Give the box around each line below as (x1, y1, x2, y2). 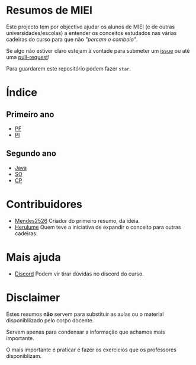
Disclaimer (6, 291, 60, 304)
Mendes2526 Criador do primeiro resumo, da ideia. (14, 217, 140, 224)
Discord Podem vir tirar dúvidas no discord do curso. (14, 270, 144, 277)
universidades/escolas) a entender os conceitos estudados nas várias (6, 29, 177, 36)
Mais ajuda (6, 250, 61, 264)
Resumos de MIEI (6, 4, 93, 17)
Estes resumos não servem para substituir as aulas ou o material (6, 310, 164, 318)
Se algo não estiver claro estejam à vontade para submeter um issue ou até (6, 47, 190, 54)
